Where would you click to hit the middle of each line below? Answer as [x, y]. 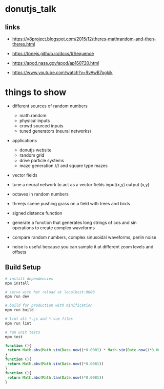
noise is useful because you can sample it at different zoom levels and [83, 246]
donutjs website [35, 150]
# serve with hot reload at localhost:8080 [50, 292]
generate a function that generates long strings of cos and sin [74, 222]
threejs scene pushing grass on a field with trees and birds [71, 203]
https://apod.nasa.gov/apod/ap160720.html [55, 63]
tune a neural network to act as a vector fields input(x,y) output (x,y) [81, 184]
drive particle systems [42, 160]
